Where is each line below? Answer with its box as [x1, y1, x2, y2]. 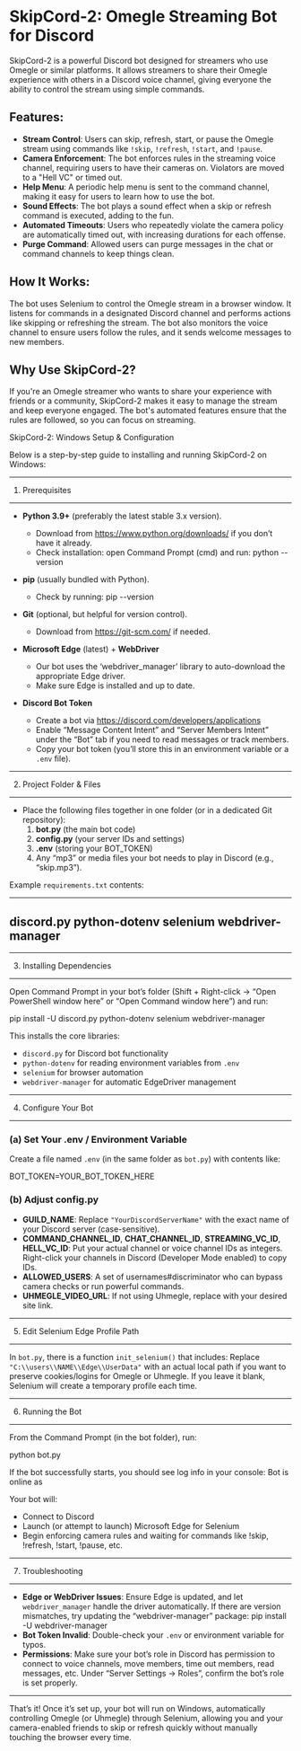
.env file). [35, 753, 72, 765]
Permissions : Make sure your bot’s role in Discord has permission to [21, 1649, 276, 1659]
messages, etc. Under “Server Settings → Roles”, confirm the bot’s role [21, 1667, 285, 1678]
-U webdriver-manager [21, 1620, 108, 1631]
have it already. [35, 537, 92, 549]
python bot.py [9, 1449, 61, 1460]
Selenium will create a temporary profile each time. [9, 1380, 198, 1391]
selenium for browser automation [21, 1067, 144, 1078]
